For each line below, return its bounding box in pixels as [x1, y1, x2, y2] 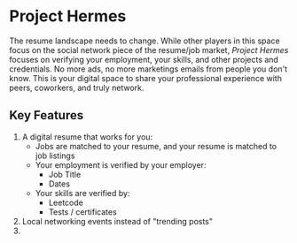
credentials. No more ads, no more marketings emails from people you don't [9, 64, 288, 74]
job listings [35, 150, 75, 161]
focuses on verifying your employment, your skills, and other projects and [9, 54, 279, 65]
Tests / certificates [48, 206, 117, 217]
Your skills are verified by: [35, 187, 130, 198]
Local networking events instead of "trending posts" [21, 216, 214, 226]
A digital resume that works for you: [21, 131, 153, 142]
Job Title [48, 169, 82, 179]
